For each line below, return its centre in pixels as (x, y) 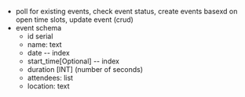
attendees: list (50, 78)
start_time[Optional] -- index (73, 61)
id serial (40, 36)
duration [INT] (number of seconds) (85, 69)
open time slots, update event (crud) (74, 20)
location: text (48, 86)
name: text (44, 45)
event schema (38, 28)
